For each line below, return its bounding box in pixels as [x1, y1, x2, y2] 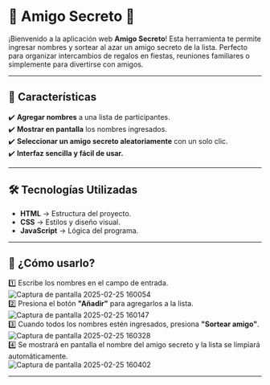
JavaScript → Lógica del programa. [19, 225, 139, 236]
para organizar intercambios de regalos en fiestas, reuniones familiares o [8, 51, 251, 60]
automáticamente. [8, 351, 68, 361]
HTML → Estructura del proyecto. [19, 208, 132, 218]
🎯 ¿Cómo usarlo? [8, 256, 96, 270]
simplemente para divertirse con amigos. [8, 59, 144, 69]
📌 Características [8, 90, 97, 104]
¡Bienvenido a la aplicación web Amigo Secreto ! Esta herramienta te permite [8, 34, 261, 43]
